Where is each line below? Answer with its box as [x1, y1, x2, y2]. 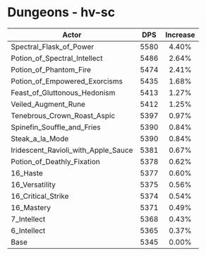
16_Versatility [11, 180, 56, 190]
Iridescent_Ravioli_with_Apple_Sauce [11, 145, 133, 155]
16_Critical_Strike [11, 191, 69, 201]
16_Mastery [11, 202, 51, 212]
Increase [165, 30, 195, 40]
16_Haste [11, 168, 44, 178]
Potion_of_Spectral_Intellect [11, 53, 103, 63]
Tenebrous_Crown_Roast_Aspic [11, 110, 116, 120]
